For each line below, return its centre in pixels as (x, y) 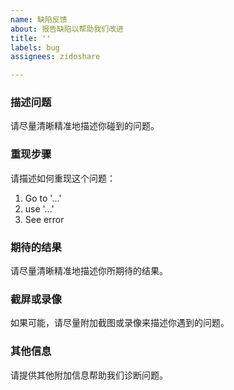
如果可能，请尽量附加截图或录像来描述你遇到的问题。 (120, 323)
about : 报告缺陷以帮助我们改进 (67, 29)
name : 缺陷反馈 (39, 19)
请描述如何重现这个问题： (63, 178)
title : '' (31, 38)
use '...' (39, 208)
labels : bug (35, 47)
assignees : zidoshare (55, 57)
